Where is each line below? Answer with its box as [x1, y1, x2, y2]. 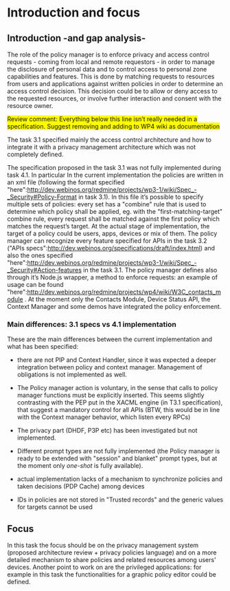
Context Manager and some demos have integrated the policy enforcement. [7, 303, 222, 310]
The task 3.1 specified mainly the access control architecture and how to [7, 136, 211, 144]
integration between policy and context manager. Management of [16, 363, 203, 372]
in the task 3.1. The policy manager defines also [83, 266, 218, 274]
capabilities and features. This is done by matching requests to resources [7, 72, 215, 80]
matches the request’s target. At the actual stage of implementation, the [7, 222, 210, 230]
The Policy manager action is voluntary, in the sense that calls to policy [16, 384, 218, 392]
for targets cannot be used [16, 503, 93, 511]
